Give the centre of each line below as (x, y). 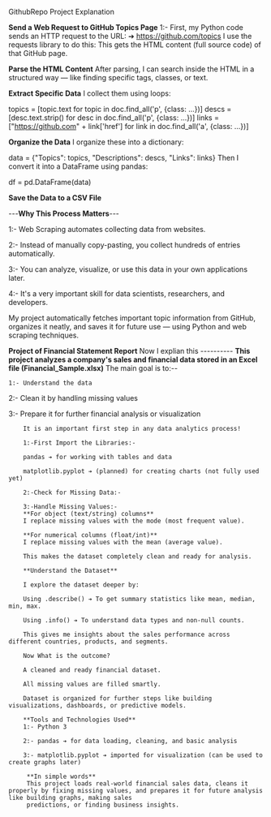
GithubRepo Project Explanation (62, 12)
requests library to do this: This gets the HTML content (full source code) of (135, 45)
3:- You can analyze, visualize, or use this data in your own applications (128, 269)
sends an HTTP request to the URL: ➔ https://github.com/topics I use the (130, 36)
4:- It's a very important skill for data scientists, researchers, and (117, 294)
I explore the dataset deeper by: (81, 585)
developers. (28, 302)
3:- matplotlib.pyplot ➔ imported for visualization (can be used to (143, 755)
